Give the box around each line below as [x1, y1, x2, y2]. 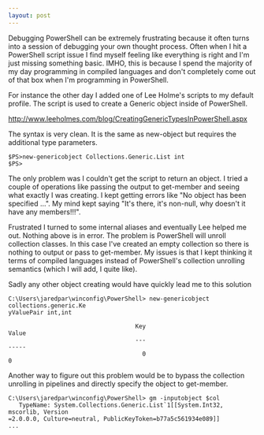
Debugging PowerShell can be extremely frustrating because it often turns [8, 33, 250, 43]
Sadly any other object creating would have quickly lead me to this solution [8, 279, 252, 288]
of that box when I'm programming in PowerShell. [8, 75, 169, 84]
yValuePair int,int [8, 308, 73, 316]
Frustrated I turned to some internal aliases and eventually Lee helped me [8, 222, 247, 232]
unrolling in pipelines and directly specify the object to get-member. [8, 379, 229, 389]
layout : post [8, 11, 51, 20]
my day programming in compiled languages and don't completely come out [8, 66, 256, 76]
